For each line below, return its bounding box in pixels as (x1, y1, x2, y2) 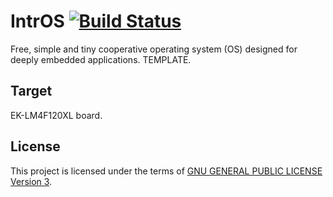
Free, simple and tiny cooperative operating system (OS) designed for (10, 43, 298, 55)
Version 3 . (10, 175, 53, 187)
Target (10, 83, 53, 100)
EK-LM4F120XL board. (10, 109, 103, 121)
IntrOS (10, 10, 65, 33)
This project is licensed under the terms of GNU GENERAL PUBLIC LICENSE (10, 165, 323, 177)
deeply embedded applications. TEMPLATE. (10, 53, 192, 65)
